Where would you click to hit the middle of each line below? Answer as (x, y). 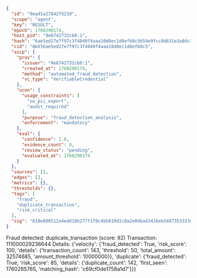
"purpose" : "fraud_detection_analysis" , (72, 117)
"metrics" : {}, (30, 183)
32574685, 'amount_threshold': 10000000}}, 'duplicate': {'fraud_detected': (96, 256)
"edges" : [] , (27, 178)
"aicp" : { (23, 52)
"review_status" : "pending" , (57, 150)
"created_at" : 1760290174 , (55, 68)
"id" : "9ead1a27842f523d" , (44, 14)
